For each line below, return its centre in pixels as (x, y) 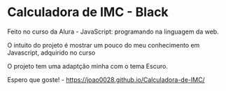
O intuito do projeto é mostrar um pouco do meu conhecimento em (104, 45)
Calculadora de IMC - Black (88, 12)
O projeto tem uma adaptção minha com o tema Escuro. (87, 66)
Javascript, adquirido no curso (51, 52)
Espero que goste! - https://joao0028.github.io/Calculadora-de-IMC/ (106, 79)
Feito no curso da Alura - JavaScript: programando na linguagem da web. (113, 31)
